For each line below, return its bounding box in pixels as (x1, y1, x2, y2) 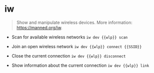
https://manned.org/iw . (16, 24, 63, 30)
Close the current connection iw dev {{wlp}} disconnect (11, 53, 126, 59)
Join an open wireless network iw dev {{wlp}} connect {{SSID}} (11, 43, 142, 49)
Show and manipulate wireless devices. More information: (16, 19, 133, 25)
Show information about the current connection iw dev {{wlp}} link (11, 62, 149, 68)
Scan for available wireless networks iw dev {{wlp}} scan (11, 34, 128, 40)
